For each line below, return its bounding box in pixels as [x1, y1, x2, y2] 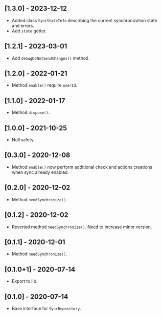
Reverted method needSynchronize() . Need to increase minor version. [11, 224, 152, 230]
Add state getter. [11, 27, 47, 34]
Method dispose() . [11, 109, 50, 115]
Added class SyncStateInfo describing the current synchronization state [11, 17, 158, 23]
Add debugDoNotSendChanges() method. [11, 55, 90, 61]
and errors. [11, 23, 35, 28]
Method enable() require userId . [11, 82, 78, 88]
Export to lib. [11, 278, 38, 284]
